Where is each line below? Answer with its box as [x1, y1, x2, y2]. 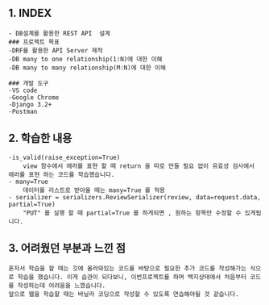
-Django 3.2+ [8, 100, 52, 108]
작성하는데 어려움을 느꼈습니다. [17, 282, 106, 290]
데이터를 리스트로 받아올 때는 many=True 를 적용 [23, 186, 166, 194]
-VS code [8, 86, 38, 94]
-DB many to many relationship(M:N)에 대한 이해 [8, 64, 167, 72]
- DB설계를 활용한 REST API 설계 [8, 29, 111, 37]
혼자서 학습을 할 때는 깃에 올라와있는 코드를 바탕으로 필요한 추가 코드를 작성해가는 [8, 265, 247, 273]
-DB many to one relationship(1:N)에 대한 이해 [8, 55, 163, 63]
